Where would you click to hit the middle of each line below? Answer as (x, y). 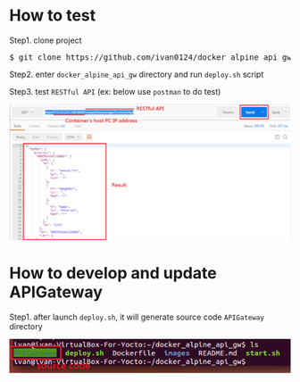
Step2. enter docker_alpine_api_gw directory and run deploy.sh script (137, 74)
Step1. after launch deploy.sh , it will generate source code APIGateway (137, 317)
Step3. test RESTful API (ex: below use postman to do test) (115, 91)
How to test (53, 16)
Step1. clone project (46, 40)
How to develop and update (113, 273)
